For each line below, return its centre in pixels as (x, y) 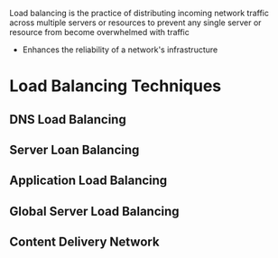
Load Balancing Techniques (116, 86)
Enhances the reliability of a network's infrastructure (120, 50)
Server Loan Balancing (74, 149)
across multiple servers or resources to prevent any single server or (135, 23)
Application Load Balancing (88, 181)
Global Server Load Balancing (94, 211)
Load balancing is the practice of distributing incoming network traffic (139, 13)
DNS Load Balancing (68, 120)
